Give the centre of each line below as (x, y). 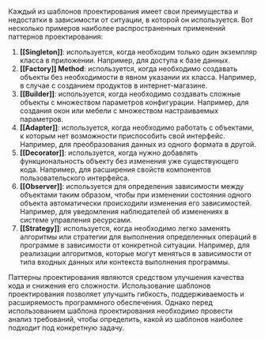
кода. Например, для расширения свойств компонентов (115, 170)
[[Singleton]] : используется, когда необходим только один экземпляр (138, 52)
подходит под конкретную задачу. (66, 328)
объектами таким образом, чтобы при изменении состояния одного (135, 195)
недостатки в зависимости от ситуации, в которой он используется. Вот (131, 20)
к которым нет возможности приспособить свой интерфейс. (122, 136)
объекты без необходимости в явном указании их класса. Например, (138, 77)
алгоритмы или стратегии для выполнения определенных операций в (138, 237)
